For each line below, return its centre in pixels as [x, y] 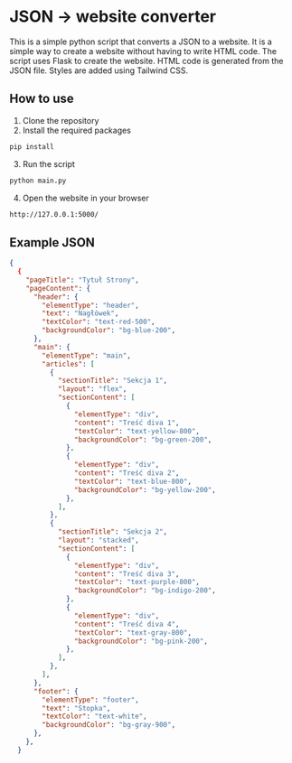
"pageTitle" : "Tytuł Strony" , [83, 280]
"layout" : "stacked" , [99, 540]
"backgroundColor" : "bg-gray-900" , [109, 725]
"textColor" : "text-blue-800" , [133, 481]
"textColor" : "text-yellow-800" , [137, 431]
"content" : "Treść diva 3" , [127, 574]
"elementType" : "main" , [86, 355]
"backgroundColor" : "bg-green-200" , [143, 440]
